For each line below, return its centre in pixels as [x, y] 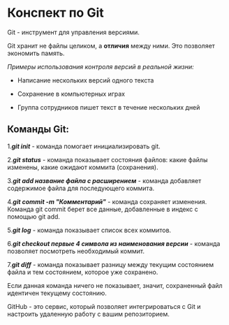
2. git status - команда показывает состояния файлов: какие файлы [108, 159]
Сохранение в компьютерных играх [71, 94]
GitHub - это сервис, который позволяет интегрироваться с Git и [104, 306]
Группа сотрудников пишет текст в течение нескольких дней [109, 107]
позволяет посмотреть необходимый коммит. [76, 251]
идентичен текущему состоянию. [57, 293]
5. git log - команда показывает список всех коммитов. [89, 230]
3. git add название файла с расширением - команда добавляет [104, 180]
